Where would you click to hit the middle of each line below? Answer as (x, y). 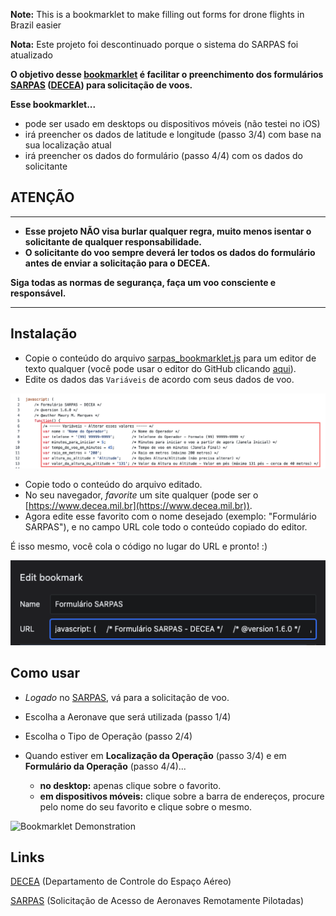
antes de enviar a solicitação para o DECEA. (117, 263)
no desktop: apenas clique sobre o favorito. (130, 785)
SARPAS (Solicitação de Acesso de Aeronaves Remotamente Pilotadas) (157, 901)
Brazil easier (36, 25)
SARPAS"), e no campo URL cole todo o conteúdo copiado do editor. (166, 527)
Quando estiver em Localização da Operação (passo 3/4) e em (155, 755)
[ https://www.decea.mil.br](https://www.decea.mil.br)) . (138, 506)
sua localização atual (68, 145)
